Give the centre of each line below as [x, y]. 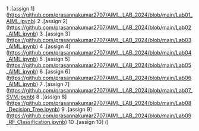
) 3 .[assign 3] [53, 34]
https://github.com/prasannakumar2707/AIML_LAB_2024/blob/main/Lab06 [100, 78]
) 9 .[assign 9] [75, 109]
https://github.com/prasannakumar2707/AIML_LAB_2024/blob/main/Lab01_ [100, 15]
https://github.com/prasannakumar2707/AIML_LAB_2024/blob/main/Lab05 [100, 65]
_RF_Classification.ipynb [36, 122]
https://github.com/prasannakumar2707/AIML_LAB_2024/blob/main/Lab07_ [100, 90]
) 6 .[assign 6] [53, 71]
